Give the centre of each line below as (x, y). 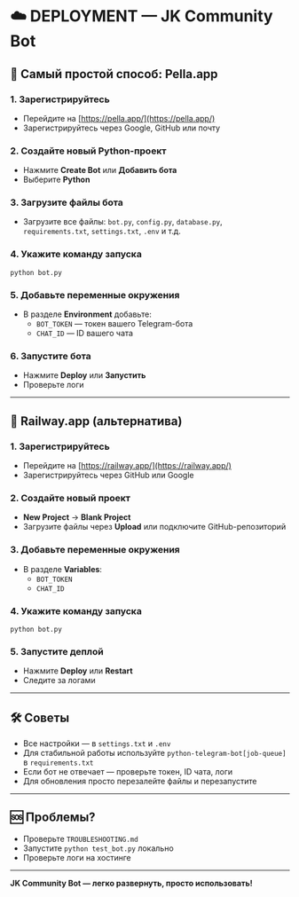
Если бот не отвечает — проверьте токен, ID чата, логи (128, 772)
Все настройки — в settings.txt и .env (97, 744)
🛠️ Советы (40, 717)
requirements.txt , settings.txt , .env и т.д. (102, 232)
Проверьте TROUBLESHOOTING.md (80, 838)
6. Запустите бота (51, 356)
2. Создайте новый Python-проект (88, 151)
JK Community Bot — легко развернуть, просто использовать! (131, 883)
